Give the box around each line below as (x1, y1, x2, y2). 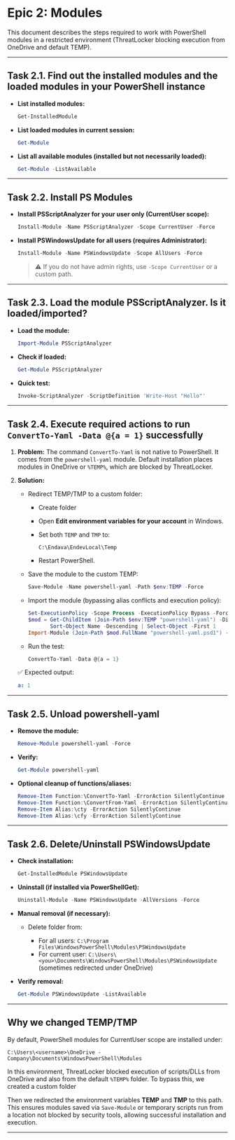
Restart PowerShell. (38, 556, 96, 565)
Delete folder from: (27, 923, 83, 931)
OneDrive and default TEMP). (7, 43, 92, 51)
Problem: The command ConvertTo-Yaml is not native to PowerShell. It (17, 448, 219, 456)
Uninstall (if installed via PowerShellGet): (17, 883, 140, 891)
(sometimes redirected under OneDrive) (38, 963, 154, 972)
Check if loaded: (17, 352, 66, 361)
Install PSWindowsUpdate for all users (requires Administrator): (17, 236, 208, 245)
